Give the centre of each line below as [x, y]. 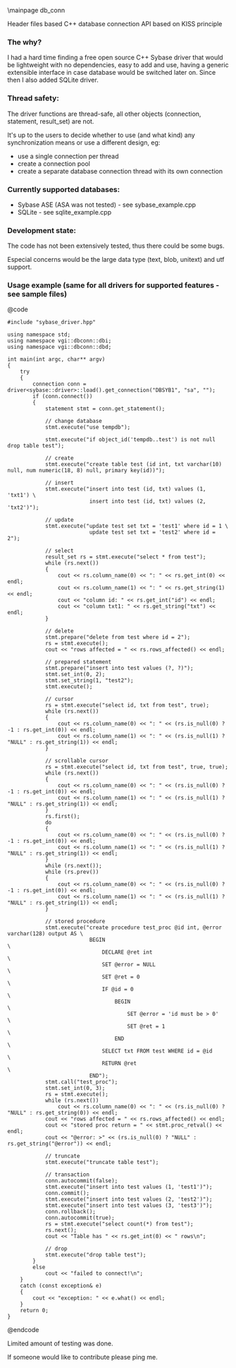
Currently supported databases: [64, 189]
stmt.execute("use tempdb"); [88, 427]
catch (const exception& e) [61, 1286]
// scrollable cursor [77, 761]
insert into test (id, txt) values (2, [148, 502]
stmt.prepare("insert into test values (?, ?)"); [119, 668]
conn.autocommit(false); [81, 1181]
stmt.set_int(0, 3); [75, 1088]
